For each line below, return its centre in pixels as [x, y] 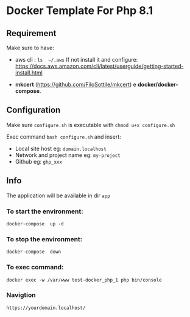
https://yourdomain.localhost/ [46, 308]
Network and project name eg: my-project [68, 155]
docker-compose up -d [35, 224]
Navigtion [21, 295]
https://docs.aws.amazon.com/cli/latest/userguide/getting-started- [99, 66]
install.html [29, 73]
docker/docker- [158, 84]
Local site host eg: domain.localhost [61, 148]
